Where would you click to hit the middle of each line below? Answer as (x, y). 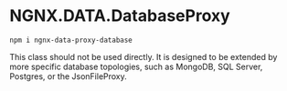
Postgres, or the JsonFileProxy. (69, 76)
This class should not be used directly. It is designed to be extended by (143, 56)
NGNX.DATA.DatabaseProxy (120, 16)
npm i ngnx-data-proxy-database (71, 40)
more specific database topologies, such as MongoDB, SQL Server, (136, 66)
